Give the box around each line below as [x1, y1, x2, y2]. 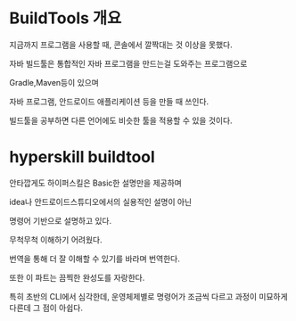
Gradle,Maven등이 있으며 [9, 77, 100, 87]
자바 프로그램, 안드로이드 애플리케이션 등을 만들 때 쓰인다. [9, 95, 210, 107]
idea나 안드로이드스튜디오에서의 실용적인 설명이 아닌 [9, 196, 193, 207]
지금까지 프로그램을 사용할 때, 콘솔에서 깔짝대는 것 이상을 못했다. [9, 39, 234, 50]
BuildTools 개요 [9, 8, 122, 29]
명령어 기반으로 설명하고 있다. [9, 215, 112, 226]
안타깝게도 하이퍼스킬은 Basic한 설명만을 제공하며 [9, 177, 183, 188]
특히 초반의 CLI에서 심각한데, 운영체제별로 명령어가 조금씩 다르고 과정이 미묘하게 [9, 291, 288, 301]
